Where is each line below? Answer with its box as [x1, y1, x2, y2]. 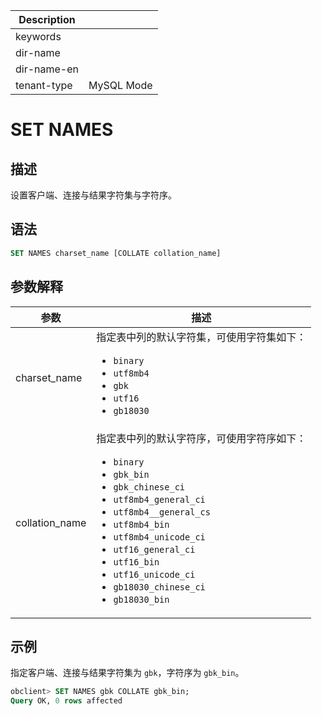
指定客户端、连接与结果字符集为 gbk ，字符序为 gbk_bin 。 [10, 667, 245, 679]
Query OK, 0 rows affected [10, 696, 123, 706]
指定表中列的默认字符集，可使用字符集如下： [96, 330, 307, 344]
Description [18, 13, 76, 26]
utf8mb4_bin [113, 519, 170, 530]
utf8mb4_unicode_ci [113, 531, 206, 543]
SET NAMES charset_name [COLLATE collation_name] [10, 248, 222, 258]
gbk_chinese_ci [113, 481, 186, 493]
